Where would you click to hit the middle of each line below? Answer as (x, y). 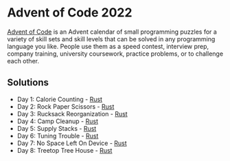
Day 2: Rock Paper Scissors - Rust (66, 106)
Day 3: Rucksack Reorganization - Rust (72, 114)
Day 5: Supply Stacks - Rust (57, 128)
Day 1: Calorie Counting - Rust (60, 99)
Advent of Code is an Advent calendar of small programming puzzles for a (112, 32)
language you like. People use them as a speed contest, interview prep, (108, 46)
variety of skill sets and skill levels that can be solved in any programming (111, 39)
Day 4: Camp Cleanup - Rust (57, 121)
